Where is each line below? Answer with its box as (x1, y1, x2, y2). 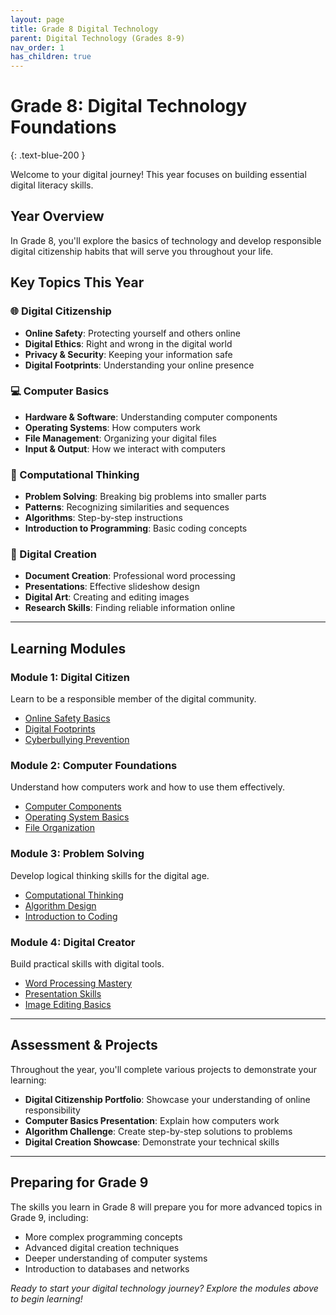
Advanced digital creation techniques (24, 1241, 180, 1253)
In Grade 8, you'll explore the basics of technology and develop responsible (10, 234, 322, 246)
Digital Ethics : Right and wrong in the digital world (24, 337, 233, 350)
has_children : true (10, 52, 92, 62)
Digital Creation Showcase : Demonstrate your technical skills (24, 1136, 280, 1148)
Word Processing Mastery (24, 977, 133, 990)
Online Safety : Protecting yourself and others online (24, 327, 241, 339)
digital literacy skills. (10, 179, 94, 191)
